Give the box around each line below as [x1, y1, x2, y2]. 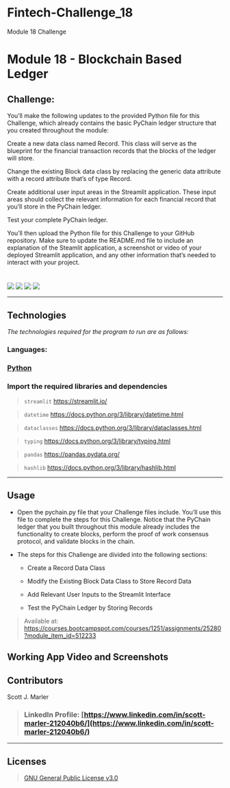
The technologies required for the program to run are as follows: [7, 327, 189, 335]
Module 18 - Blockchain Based [7, 51, 182, 67]
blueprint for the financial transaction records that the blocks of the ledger [7, 146, 216, 155]
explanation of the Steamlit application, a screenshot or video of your [7, 243, 202, 252]
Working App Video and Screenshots [7, 652, 169, 663]
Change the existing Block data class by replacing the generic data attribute [7, 167, 221, 176]
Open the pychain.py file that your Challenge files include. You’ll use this [16, 508, 221, 516]
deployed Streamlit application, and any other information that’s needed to [7, 250, 216, 259]
